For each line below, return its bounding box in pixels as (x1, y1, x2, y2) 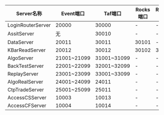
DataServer (7, 39, 34, 45)
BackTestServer (7, 63, 44, 69)
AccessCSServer (7, 95, 47, 101)
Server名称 (16, 10, 42, 17)
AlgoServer (7, 55, 34, 61)
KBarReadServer (7, 47, 46, 53)
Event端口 (61, 10, 85, 17)
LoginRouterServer (7, 22, 51, 28)
